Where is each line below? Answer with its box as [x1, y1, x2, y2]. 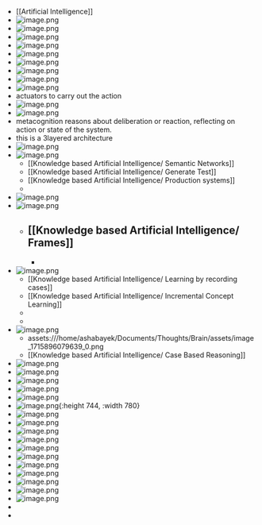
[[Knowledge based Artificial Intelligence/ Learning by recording [27, 274, 238, 284]
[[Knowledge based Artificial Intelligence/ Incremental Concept [27, 291, 234, 300]
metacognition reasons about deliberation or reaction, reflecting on [15, 117, 236, 125]
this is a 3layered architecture [15, 133, 114, 142]
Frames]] [27, 236, 74, 249]
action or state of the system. [15, 125, 113, 134]
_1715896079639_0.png [27, 342, 105, 351]
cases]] [27, 282, 53, 292]
